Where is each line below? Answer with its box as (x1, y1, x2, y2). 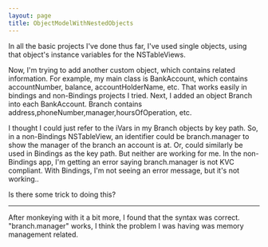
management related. (8, 229, 78, 239)
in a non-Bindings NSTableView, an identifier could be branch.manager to (8, 131, 250, 141)
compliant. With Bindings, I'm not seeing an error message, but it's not (8, 165, 240, 175)
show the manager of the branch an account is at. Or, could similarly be (8, 140, 243, 149)
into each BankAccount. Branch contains (8, 99, 142, 109)
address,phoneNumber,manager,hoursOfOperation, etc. (8, 107, 192, 117)
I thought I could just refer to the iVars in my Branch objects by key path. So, (8, 123, 258, 133)
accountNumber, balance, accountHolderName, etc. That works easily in (8, 82, 247, 92)
